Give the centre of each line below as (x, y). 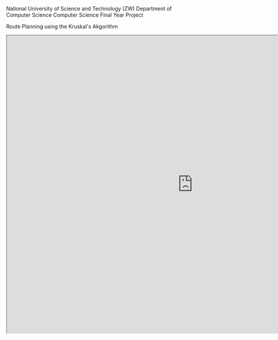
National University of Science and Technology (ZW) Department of (89, 9)
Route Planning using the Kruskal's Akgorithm (62, 26)
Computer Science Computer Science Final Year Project (75, 15)
